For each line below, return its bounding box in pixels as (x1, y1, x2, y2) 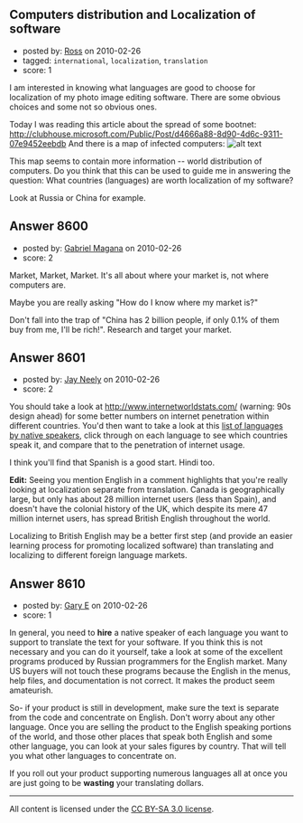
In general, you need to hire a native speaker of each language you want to (9, 628, 289, 639)
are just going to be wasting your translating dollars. (9, 778, 205, 789)
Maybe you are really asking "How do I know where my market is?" (9, 297, 259, 307)
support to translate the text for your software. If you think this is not (9, 637, 263, 648)
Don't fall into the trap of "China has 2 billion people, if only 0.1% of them (9, 314, 280, 325)
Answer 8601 (9, 350, 86, 365)
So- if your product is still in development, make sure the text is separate (9, 703, 280, 714)
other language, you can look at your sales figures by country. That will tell (9, 741, 287, 752)
